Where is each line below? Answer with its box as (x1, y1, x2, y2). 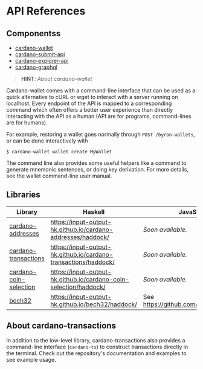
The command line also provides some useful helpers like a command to (6, 159, 187, 167)
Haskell (82, 207, 105, 216)
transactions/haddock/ (50, 258, 115, 266)
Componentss (6, 28, 61, 39)
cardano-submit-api (14, 51, 65, 58)
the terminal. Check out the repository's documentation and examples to (6, 349, 187, 357)
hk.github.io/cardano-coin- (50, 275, 130, 283)
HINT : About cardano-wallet (21, 75, 92, 82)
